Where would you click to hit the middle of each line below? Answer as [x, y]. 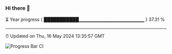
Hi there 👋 [18, 8]
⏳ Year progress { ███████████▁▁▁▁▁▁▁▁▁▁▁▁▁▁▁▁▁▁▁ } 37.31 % [85, 19]
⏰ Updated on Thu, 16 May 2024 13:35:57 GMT [55, 36]
